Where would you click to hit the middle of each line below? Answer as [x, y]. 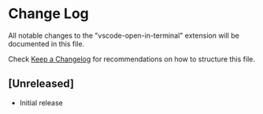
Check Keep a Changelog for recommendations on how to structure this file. [132, 59]
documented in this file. [46, 43]
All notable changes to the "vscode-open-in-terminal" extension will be [124, 35]
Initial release [41, 102]
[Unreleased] [41, 84]
